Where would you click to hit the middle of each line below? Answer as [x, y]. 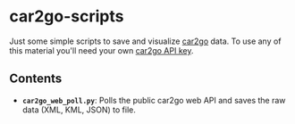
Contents [36, 79]
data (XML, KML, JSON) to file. [79, 110]
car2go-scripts [67, 17]
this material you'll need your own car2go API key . [101, 50]
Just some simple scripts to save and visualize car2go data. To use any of [145, 41]
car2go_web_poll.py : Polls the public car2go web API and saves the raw [154, 100]
